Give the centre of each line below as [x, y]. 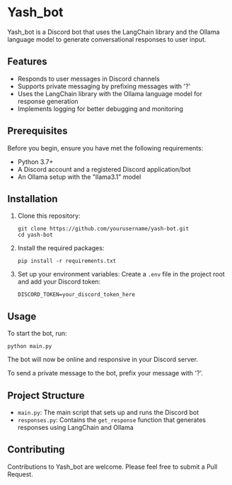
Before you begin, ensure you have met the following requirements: [105, 148]
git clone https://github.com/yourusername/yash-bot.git [103, 229]
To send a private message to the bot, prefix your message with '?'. [105, 373]
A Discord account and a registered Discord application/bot [104, 169]
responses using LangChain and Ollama [76, 427]
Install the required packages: [61, 248]
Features [27, 62]
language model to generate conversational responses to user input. [107, 39]
